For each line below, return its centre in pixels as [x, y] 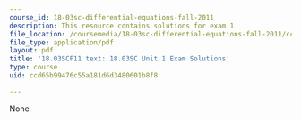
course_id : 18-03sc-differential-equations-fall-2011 [112, 17]
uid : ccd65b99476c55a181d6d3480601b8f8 [84, 76]
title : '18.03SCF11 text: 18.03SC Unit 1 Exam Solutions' [120, 59]
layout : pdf [31, 51]
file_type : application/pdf [62, 42]
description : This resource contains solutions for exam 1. [124, 26]
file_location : [38, 34]
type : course [34, 68]
